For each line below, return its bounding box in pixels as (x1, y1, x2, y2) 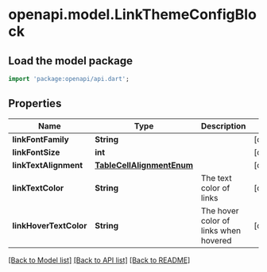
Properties (8, 97, 62, 110)
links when (200, 224, 241, 236)
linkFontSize (12, 147, 60, 158)
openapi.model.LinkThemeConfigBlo (8, 6, 257, 24)
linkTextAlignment (12, 159, 83, 170)
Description (200, 121, 246, 132)
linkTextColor (12, 182, 64, 193)
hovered (200, 235, 232, 246)
